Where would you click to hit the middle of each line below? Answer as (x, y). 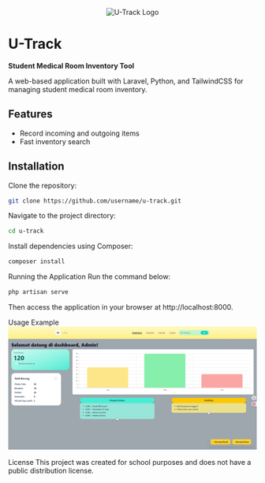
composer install (37, 262)
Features (30, 114)
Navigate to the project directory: (62, 216)
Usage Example (34, 322)
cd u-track (26, 231)
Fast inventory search (55, 141)
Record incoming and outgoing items (79, 133)
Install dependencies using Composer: (71, 246)
